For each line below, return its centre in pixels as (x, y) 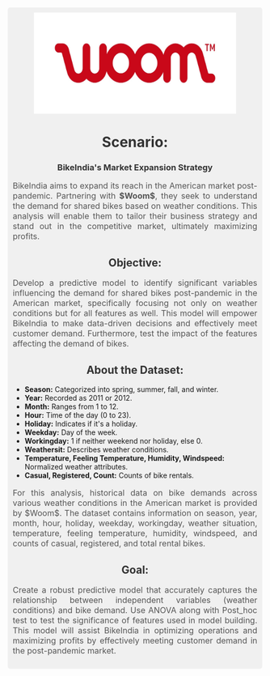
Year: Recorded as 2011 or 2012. (78, 398)
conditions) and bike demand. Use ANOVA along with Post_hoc (135, 610)
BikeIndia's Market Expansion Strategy (135, 168)
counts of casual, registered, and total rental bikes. (109, 543)
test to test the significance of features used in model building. (135, 620)
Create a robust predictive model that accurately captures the (135, 589)
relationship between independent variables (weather (135, 600)
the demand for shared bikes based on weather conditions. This (135, 206)
